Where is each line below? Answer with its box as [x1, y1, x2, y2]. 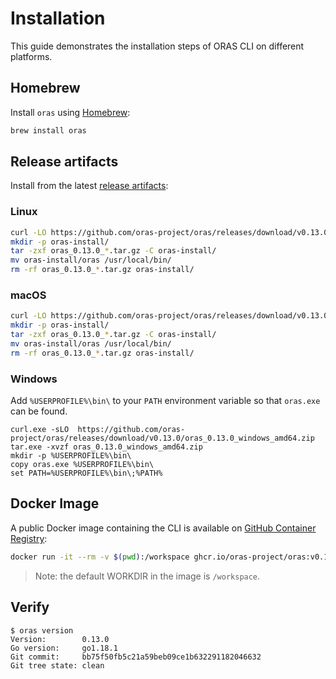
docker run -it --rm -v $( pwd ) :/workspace [10, 552, 190, 562]
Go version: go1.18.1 [10, 643, 118, 653]
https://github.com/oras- [77, 425, 186, 435]
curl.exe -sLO [10, 425, 70, 435]
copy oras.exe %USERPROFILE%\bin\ [10, 460, 155, 470]
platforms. [10, 50, 53, 62]
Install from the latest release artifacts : [10, 180, 169, 192]
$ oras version [10, 625, 74, 636]
